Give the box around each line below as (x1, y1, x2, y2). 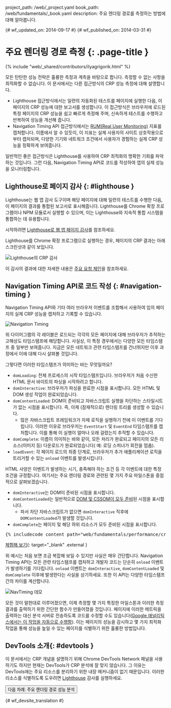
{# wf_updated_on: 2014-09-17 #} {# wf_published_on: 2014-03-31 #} (5, 27, 152, 33)
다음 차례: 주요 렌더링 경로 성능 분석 (8, 687, 75, 693)
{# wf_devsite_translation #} (5, 698, 64, 704)
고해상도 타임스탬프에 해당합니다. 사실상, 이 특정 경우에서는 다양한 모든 (5, 337, 145, 344)
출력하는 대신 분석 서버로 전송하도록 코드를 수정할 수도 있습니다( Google (5, 612, 147, 618)
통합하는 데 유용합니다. (5, 216, 50, 222)
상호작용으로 (138, 129, 164, 136)
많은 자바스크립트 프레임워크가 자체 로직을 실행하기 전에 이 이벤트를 (20, 416, 154, 423)
